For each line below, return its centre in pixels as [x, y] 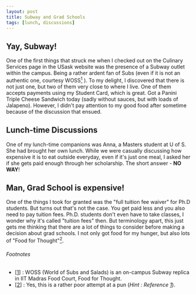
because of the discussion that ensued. [54, 111]
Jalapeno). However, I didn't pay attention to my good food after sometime [97, 105]
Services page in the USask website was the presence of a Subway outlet [96, 67]
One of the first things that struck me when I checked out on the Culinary [95, 61]
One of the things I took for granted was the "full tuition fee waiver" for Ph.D [98, 202]
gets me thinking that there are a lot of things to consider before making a [95, 227]
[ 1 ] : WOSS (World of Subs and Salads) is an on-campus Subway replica [102, 272]
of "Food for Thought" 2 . [35, 240]
